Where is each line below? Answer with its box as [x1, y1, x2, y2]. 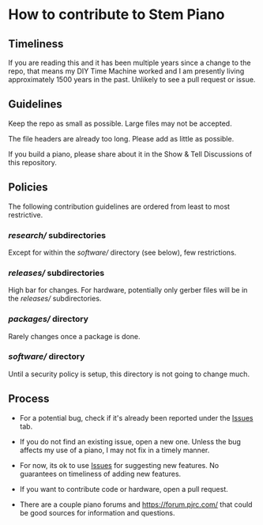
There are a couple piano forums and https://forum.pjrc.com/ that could [19, 500, 253, 509]
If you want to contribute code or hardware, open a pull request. [19, 484, 229, 493]
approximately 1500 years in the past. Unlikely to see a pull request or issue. [8, 75, 256, 84]
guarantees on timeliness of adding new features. [19, 469, 182, 478]
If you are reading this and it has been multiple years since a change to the [8, 58, 251, 67]
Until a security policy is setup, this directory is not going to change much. [8, 369, 250, 379]
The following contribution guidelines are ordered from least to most [8, 202, 231, 211]
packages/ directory [8, 314, 89, 325]
